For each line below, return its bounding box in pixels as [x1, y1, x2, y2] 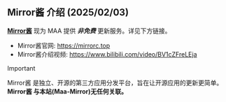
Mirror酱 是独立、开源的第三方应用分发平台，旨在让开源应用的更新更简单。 [7, 78, 223, 87]
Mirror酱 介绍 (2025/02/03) [7, 6, 129, 19]
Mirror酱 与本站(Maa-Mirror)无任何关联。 [7, 87, 128, 96]
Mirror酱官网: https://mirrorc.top [17, 41, 111, 50]
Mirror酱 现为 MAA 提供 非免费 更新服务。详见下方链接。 [7, 27, 171, 35]
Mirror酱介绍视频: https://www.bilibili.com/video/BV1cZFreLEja [17, 50, 197, 58]
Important [7, 64, 36, 72]
